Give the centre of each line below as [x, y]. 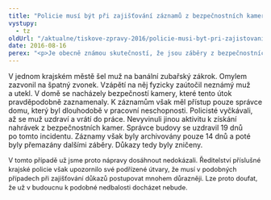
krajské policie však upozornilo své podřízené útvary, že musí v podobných [123, 169]
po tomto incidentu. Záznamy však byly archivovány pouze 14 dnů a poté [130, 136]
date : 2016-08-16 [38, 46]
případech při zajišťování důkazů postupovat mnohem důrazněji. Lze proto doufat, [133, 178]
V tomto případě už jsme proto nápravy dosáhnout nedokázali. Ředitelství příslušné [135, 160]
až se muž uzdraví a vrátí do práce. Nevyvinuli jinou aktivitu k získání [123, 119]
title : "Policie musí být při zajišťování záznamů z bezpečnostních [126, 16]
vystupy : [23, 23]
